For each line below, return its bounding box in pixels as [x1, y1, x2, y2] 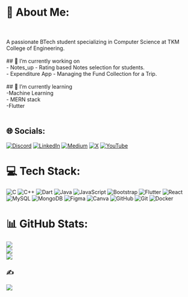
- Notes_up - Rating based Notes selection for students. [6, 63, 145, 71]
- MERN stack [6, 96, 41, 103]
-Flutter [6, 102, 25, 109]
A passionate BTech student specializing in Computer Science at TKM [6, 38, 180, 45]
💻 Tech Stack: [6, 164, 81, 178]
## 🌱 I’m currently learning [6, 83, 72, 90]
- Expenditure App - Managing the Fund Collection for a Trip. [6, 70, 157, 77]
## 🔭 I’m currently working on [6, 57, 80, 64]
